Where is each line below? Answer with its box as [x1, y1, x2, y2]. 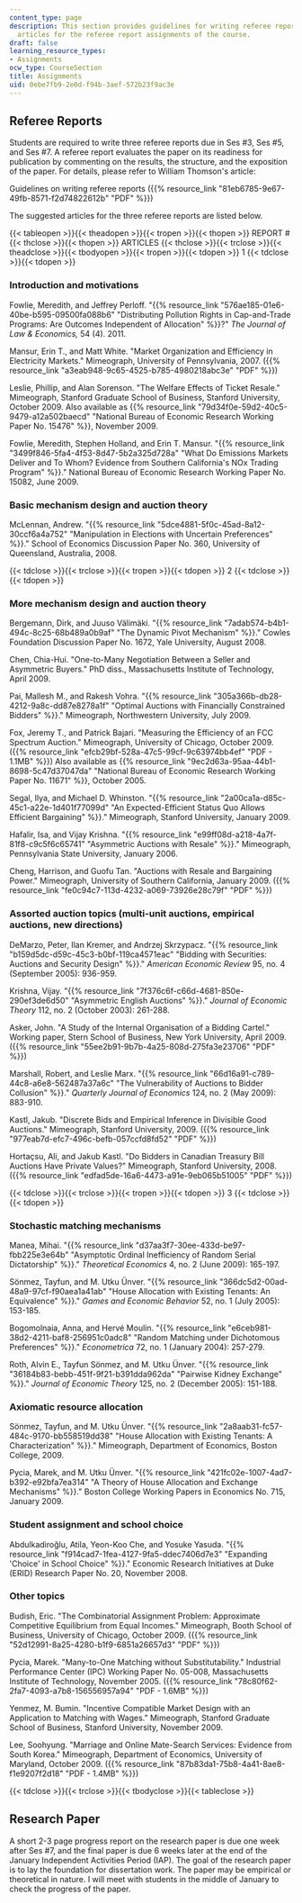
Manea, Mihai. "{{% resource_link [9, 1240, 134, 1250]
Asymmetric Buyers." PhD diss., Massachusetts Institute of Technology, [9, 663, 274, 675]
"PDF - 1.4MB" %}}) [65, 1768, 139, 1779]
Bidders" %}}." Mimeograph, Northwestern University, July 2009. [9, 710, 252, 721]
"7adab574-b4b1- [224, 618, 289, 628]
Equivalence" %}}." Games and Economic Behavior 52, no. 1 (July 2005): [9, 1295, 280, 1306]
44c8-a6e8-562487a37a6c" [9, 1078, 114, 1088]
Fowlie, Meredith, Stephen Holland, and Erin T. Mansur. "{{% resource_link [9, 437, 285, 448]
